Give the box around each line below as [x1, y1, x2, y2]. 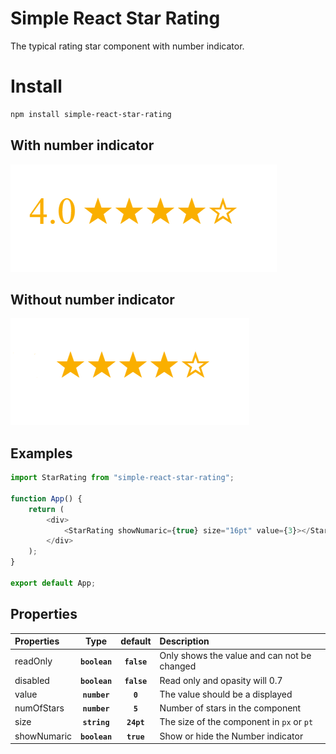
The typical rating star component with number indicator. [10, 40, 245, 52]
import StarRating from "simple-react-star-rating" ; [10, 473, 235, 483]
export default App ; [10, 578, 97, 588]
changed [159, 660, 197, 672]
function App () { [10, 493, 83, 504]
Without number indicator [10, 291, 175, 308]
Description [159, 635, 210, 647]
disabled [14, 674, 50, 686]
